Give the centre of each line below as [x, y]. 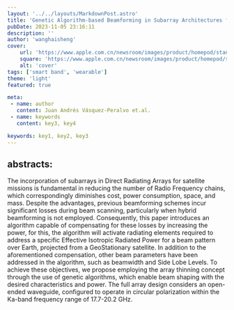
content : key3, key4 [46, 123]
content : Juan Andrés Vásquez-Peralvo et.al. [84, 111]
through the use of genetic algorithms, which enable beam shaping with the [116, 277]
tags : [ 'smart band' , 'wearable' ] [57, 72]
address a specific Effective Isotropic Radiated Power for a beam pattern [111, 240]
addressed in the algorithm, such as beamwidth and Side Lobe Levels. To [112, 263]
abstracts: [30, 164]
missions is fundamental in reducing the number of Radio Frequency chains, [116, 188]
